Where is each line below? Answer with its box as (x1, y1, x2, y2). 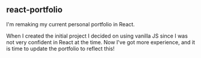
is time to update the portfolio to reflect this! (6, 45, 115, 52)
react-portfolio (6, 5, 63, 15)
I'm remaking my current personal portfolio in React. (6, 20, 135, 28)
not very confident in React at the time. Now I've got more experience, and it (6, 38, 196, 45)
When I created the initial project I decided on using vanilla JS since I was (6, 32, 188, 39)
